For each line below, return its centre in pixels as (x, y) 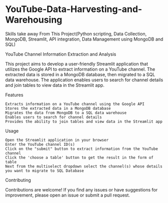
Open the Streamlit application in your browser (57, 140)
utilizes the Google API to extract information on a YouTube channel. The (80, 69)
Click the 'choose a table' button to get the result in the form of (79, 157)
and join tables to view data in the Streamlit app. (55, 85)
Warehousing (34, 20)
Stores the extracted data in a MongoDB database (58, 108)
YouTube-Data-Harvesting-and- (74, 9)
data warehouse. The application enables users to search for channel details (84, 80)
